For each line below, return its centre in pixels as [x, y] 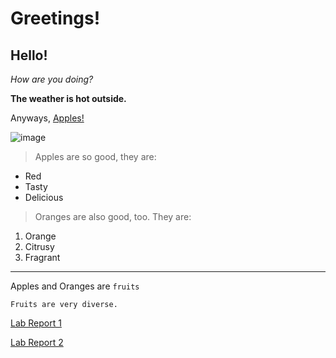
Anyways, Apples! [47, 118]
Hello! [29, 55]
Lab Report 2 [37, 342]
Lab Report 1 [36, 323]
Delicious [44, 197]
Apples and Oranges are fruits [75, 286]
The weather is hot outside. [68, 98]
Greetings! [55, 18]
